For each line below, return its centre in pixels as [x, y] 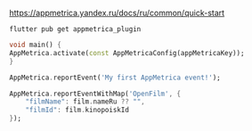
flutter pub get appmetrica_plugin [75, 29]
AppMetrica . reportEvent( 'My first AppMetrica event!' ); [115, 78]
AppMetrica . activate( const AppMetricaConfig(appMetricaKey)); [127, 53]
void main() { [36, 45]
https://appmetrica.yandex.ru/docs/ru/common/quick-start [117, 13]
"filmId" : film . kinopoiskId [77, 111]
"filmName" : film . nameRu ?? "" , [85, 102]
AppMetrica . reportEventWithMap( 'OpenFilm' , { [95, 94]
